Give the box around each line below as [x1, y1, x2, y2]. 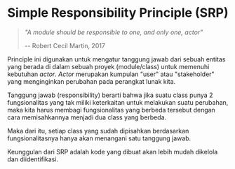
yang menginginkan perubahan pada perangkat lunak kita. [7, 77, 176, 85]
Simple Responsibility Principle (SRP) [7, 5, 229, 21]
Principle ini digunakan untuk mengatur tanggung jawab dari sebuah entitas [7, 54, 226, 64]
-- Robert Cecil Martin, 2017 [24, 41, 105, 50]
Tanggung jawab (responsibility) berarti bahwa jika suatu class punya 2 [7, 91, 213, 99]
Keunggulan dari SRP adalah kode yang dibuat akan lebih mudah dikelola [7, 147, 218, 156]
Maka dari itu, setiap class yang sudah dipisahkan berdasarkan [7, 126, 189, 135]
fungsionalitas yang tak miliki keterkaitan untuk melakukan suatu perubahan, [7, 98, 229, 106]
